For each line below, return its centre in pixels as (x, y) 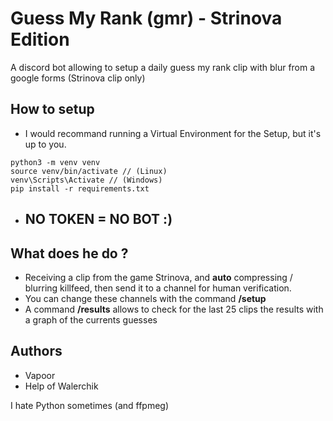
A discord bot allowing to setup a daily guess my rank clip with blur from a (163, 67)
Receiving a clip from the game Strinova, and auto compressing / (158, 277)
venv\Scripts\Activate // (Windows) (86, 180)
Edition (40, 39)
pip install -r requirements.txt (80, 188)
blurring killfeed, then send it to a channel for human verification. (158, 288)
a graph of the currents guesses (91, 319)
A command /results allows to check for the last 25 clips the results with (174, 309)
